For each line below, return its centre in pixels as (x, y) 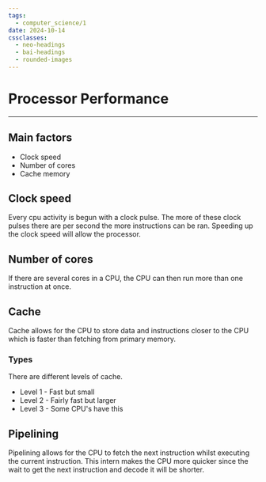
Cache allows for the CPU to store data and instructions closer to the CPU (129, 331)
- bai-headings (40, 52)
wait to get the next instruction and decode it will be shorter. (106, 470)
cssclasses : (28, 38)
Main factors (40, 138)
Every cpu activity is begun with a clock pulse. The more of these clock (125, 218)
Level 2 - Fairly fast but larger (68, 400)
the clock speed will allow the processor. (74, 234)
